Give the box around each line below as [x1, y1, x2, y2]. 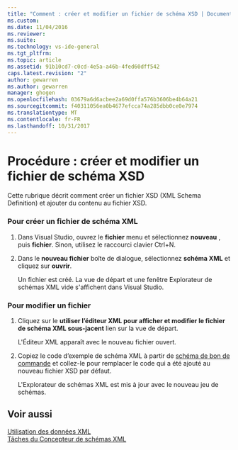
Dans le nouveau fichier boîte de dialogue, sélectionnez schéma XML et [17, 254, 231, 262]
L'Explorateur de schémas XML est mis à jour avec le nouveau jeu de [17, 381, 219, 389]
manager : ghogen [7, 89, 55, 96]
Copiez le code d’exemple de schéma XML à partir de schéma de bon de [17, 351, 230, 360]
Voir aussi [7, 408, 52, 420]
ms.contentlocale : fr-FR [7, 116, 81, 123]
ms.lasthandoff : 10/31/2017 [7, 122, 91, 130]
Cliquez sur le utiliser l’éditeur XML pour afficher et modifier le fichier [17, 317, 225, 325]
